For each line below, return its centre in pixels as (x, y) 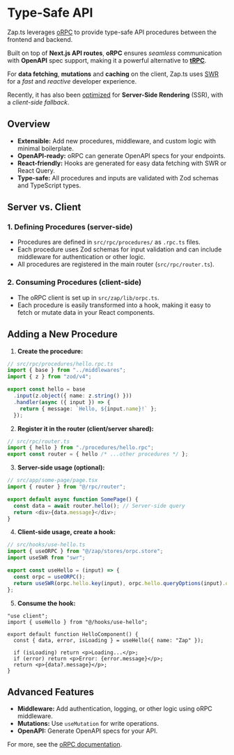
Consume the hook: (46, 603)
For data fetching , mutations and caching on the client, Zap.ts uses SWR (113, 74)
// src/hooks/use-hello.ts (46, 545)
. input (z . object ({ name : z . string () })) (73, 396)
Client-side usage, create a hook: (67, 532)
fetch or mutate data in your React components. (86, 312)
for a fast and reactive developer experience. (72, 81)
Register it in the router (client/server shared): (86, 428)
